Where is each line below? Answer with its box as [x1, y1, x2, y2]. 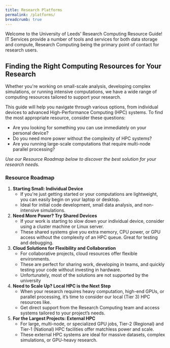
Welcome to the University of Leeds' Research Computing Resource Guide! [5, 31, 162, 37]
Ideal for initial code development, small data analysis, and [20, 202, 143, 208]
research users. [5, 47, 38, 53]
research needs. [5, 161, 40, 168]
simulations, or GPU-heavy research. [20, 337, 98, 343]
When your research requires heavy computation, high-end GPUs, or [20, 288, 164, 295]
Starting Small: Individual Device [12, 186, 83, 192]
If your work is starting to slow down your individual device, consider [20, 218, 164, 224]
